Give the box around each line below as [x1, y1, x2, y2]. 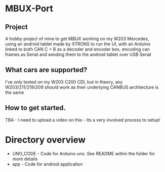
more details [12, 156, 38, 162]
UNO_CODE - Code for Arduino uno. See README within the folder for [12, 150, 156, 156]
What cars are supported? [5, 66, 87, 74]
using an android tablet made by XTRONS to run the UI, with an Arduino [5, 41, 151, 47]
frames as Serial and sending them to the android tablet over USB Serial [5, 51, 152, 57]
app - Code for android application [12, 161, 83, 167]
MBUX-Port [5, 3, 53, 14]
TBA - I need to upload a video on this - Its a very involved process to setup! [5, 117, 161, 123]
